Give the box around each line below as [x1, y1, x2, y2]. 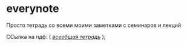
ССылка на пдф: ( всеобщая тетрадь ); [6, 33, 106, 40]
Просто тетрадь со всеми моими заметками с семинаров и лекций [6, 22, 182, 29]
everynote [6, 2, 59, 16]
